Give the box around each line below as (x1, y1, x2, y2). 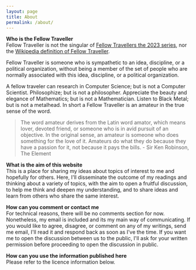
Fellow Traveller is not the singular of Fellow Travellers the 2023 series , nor (6, 41, 187, 49)
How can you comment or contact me (6, 204, 99, 211)
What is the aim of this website (6, 161, 83, 168)
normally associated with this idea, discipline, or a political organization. (6, 71, 180, 79)
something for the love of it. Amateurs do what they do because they (20, 138, 186, 145)
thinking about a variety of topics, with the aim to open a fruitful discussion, (6, 180, 188, 187)
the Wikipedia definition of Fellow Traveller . (6, 48, 110, 55)
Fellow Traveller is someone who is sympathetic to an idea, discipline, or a (6, 59, 185, 66)
